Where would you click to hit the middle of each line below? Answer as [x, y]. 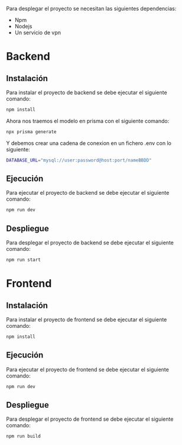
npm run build [24, 436]
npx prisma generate [32, 132]
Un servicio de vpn [38, 33]
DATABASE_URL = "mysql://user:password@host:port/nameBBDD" [79, 160]
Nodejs [23, 26]
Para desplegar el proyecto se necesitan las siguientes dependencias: [91, 9]
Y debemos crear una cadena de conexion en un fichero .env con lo [89, 143]
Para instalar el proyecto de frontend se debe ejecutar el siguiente [87, 320]
